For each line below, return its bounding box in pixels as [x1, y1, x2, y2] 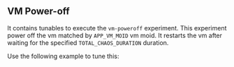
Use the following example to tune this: [7, 52, 119, 60]
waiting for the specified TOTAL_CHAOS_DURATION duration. [7, 38, 169, 47]
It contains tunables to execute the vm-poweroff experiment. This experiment [7, 23, 227, 32]
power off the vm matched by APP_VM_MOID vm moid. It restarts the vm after [7, 31, 222, 39]
